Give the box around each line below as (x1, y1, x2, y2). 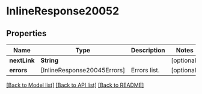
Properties (6, 28, 47, 39)
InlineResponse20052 (6, 4, 120, 18)
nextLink (9, 56, 35, 64)
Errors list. (131, 66, 160, 74)
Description (131, 46, 165, 54)
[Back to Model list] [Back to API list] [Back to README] (6, 81, 144, 89)
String (40, 56, 59, 64)
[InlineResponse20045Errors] (40, 66, 126, 74)
